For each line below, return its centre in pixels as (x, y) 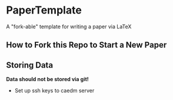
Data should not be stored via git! (48, 79)
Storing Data (30, 65)
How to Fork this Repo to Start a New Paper (86, 45)
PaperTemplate (44, 10)
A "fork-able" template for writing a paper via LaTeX (69, 26)
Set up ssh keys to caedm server (54, 91)
